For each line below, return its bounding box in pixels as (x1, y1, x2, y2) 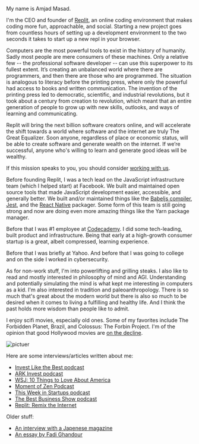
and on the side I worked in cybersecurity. (6, 256, 109, 263)
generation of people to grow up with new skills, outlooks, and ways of (6, 104, 179, 110)
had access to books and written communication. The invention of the (6, 85, 178, 91)
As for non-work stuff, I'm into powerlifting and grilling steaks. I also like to (6, 267, 188, 274)
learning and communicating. (6, 110, 78, 117)
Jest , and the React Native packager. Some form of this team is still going (6, 201, 186, 208)
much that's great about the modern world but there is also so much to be (6, 293, 187, 299)
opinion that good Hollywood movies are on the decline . (6, 329, 143, 336)
